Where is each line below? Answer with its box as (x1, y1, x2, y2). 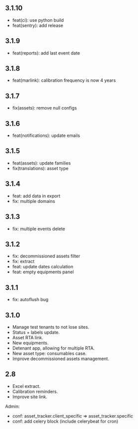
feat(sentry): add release (12, 22, 64, 28)
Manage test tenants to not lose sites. (12, 324, 89, 330)
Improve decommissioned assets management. (12, 356, 109, 362)
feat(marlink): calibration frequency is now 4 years (12, 77, 116, 83)
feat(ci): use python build (12, 17, 64, 23)
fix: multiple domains (12, 198, 56, 204)
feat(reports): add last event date (12, 50, 80, 56)
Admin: (5, 403, 20, 409)
